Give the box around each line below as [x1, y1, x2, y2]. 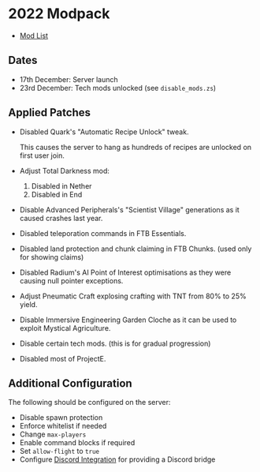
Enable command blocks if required [19, 438, 136, 448]
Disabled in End [31, 189, 83, 199]
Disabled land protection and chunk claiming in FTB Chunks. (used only [19, 244, 252, 253]
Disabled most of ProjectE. [19, 354, 106, 363]
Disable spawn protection [19, 413, 103, 422]
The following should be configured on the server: [8, 398, 171, 407]
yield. [19, 299, 38, 309]
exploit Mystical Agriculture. [19, 323, 111, 332]
